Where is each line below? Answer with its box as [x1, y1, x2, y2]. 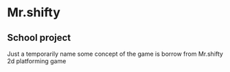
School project [7, 32, 71, 43]
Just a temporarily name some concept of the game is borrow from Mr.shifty [7, 50, 223, 58]
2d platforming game [7, 57, 67, 65]
